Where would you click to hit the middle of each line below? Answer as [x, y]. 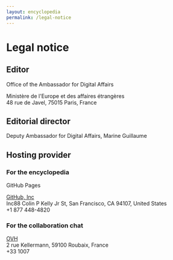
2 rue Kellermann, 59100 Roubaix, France [57, 245]
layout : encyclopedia [33, 12]
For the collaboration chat [45, 226]
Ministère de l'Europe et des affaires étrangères [65, 96]
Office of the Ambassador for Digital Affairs [60, 84]
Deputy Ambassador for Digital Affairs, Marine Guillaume [77, 136]
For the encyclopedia [38, 172]
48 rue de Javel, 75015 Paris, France [52, 102]
